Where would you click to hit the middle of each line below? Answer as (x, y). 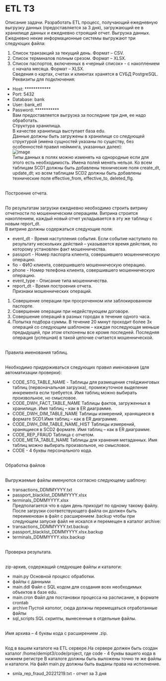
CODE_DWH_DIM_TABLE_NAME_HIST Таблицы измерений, (74, 424)
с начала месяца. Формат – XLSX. (48, 69)
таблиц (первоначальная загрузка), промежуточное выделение (80, 387)
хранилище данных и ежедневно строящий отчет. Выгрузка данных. (78, 33)
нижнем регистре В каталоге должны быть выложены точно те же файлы (83, 658)
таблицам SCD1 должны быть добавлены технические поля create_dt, (86, 168)
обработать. (25, 120)
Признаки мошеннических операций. (52, 291)
